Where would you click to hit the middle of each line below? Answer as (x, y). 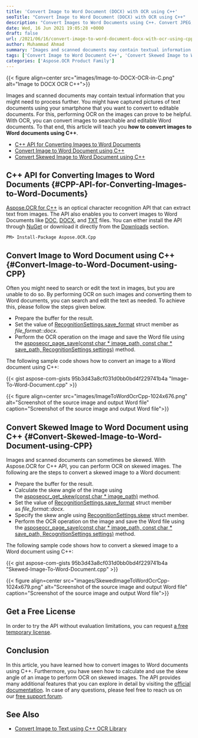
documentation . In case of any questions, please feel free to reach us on (94, 690)
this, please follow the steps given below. (56, 307)
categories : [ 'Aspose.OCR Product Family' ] (60, 61)
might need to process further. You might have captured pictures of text (93, 101)
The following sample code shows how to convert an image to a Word (91, 361)
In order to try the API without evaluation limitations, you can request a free (97, 626)
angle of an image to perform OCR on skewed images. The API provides (93, 677)
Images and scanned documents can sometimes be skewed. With (86, 459)
